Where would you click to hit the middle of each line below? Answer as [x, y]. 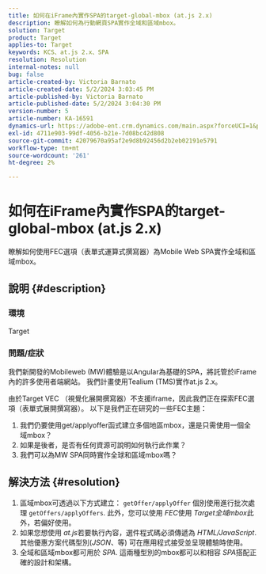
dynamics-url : [32, 126]
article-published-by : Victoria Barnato [76, 97]
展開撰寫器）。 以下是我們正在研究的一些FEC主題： [125, 409]
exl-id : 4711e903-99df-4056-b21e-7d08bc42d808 [86, 133]
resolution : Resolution [47, 60]
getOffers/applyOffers [66, 513]
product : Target [35, 38]
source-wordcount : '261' [49, 155]
